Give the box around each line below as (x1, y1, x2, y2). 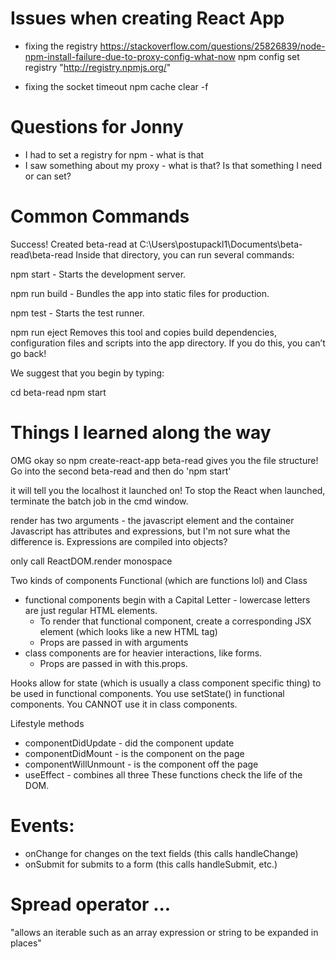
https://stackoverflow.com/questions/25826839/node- (99, 40, 326, 52)
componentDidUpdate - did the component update (24, 737, 235, 749)
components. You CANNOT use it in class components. (10, 698, 238, 710)
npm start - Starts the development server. (10, 268, 187, 280)
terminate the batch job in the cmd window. (10, 495, 189, 507)
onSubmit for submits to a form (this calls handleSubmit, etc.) (24, 858, 278, 870)
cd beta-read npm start (10, 386, 107, 398)
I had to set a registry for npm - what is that (24, 148, 205, 161)
